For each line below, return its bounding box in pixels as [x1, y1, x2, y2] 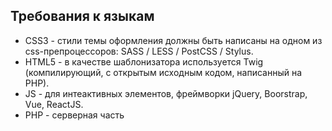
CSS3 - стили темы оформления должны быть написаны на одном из [24, 34, 323, 46]
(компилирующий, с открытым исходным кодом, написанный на [24, 66, 303, 78]
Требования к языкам [10, 8, 155, 25]
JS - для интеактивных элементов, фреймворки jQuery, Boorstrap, [24, 87, 308, 99]
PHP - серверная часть [24, 109, 125, 121]
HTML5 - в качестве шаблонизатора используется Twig [24, 55, 264, 68]
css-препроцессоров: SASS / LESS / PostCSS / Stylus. [24, 45, 254, 57]
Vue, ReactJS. [24, 98, 84, 110]
